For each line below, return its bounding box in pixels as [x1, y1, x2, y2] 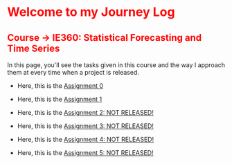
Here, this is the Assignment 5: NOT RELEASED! [17, 149, 154, 156]
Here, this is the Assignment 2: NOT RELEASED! [17, 109, 154, 116]
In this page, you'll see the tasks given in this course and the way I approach [7, 61, 226, 69]
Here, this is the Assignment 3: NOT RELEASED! [17, 122, 154, 130]
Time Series [7, 42, 60, 54]
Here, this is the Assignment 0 [17, 82, 104, 90]
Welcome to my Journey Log [7, 4, 175, 20]
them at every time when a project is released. [7, 69, 140, 76]
